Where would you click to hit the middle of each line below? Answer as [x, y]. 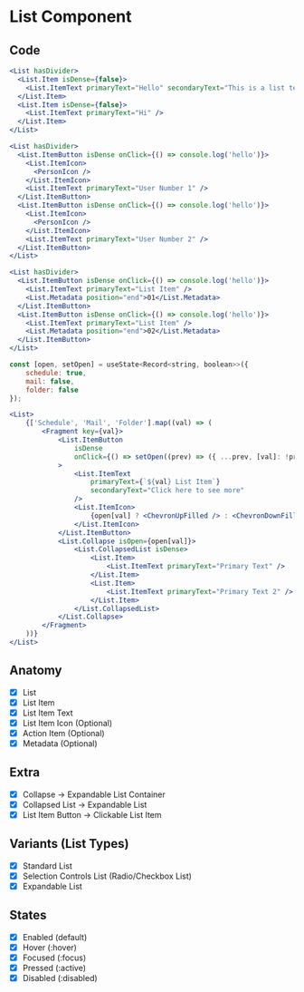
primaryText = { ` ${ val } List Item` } [155, 482]
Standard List [47, 866]
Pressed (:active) [54, 968]
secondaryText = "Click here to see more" [167, 491]
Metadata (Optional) [60, 744]
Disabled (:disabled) [60, 978]
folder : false [52, 390]
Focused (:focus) [54, 958]
